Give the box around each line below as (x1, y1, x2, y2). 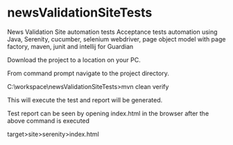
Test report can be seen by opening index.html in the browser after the (7, 109, 209, 117)
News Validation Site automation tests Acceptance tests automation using (7, 28, 218, 36)
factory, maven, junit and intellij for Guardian (7, 42, 134, 50)
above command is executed (7, 116, 90, 125)
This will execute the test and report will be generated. (7, 95, 163, 104)
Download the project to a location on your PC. (7, 55, 141, 64)
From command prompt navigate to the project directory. (7, 69, 170, 77)
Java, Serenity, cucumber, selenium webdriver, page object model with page (7, 35, 226, 43)
